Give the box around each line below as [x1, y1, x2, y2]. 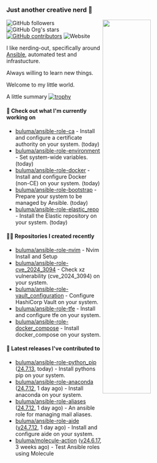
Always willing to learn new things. [6, 69, 93, 77]
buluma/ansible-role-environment [15, 147, 100, 154]
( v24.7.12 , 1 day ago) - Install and [15, 423, 98, 431]
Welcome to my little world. [6, 81, 75, 88]
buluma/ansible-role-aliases [15, 397, 86, 405]
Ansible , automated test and [6, 51, 78, 58]
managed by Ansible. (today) [15, 199, 89, 206]
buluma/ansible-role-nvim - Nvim [15, 246, 100, 253]
